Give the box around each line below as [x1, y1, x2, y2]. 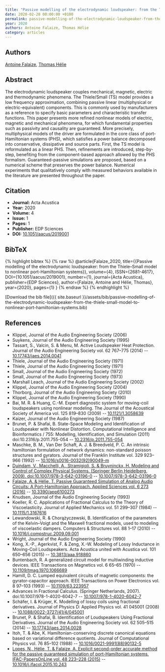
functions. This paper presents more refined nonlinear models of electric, [5, 115, 154, 121]
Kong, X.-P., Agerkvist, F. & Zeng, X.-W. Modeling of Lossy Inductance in [12, 541, 160, 547]
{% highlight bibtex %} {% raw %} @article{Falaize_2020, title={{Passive [5, 258, 153, 264]
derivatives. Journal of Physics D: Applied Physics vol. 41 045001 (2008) [12, 604, 160, 610]
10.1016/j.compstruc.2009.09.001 [12, 531, 79, 537]
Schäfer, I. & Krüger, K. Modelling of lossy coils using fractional [12, 599, 140, 605]
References [5, 319, 41, 327]
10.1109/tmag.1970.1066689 [12, 567, 67, 574]
